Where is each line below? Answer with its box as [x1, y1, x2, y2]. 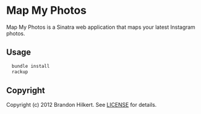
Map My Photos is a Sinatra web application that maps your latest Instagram [6, 23, 196, 31]
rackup [11, 68, 28, 75]
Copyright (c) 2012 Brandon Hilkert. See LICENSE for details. [6, 101, 157, 109]
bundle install [11, 63, 50, 69]
